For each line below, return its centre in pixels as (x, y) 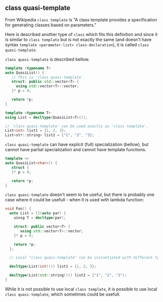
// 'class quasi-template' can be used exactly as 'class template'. (77, 126)
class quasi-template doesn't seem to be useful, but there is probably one (80, 195)
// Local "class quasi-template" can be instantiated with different (81, 258)
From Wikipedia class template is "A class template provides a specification (81, 19)
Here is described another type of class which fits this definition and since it (81, 34)
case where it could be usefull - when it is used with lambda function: (74, 200)
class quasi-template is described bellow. (47, 59)
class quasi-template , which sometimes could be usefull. (63, 294)
